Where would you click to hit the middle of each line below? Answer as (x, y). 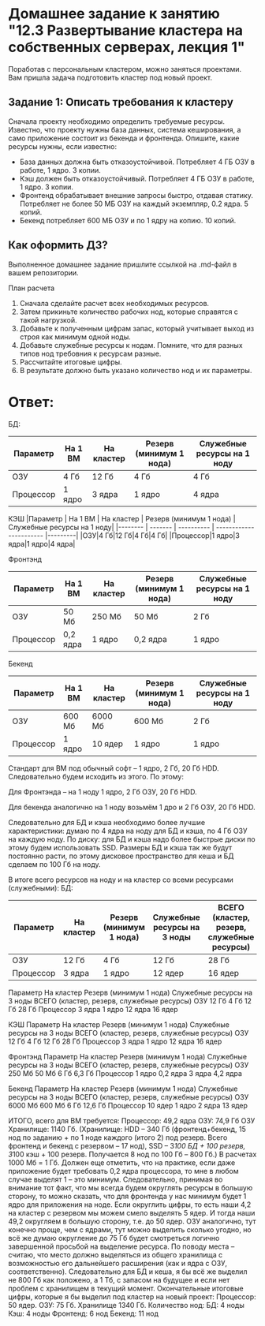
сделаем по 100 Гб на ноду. (54, 864)
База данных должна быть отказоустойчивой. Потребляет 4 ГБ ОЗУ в (137, 162)
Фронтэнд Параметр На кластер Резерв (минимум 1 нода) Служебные (127, 1056)
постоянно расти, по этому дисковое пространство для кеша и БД (121, 856)
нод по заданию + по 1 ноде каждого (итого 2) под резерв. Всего (118, 1137)
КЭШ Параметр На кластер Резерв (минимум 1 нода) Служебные (119, 1024)
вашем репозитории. (43, 272)
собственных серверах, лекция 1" (127, 47)
